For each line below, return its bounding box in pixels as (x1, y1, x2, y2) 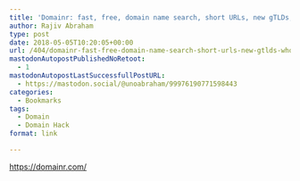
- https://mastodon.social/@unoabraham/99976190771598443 (17, 79, 238, 88)
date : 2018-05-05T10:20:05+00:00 (9, 37, 134, 47)
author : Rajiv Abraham (9, 21, 94, 30)
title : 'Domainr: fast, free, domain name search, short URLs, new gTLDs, (9, 12, 294, 22)
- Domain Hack (17, 121, 70, 130)
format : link (9, 129, 58, 138)
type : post (9, 29, 50, 38)
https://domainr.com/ (9, 161, 87, 172)
